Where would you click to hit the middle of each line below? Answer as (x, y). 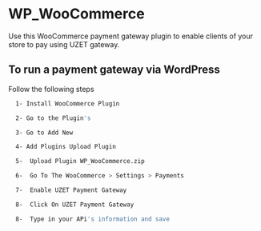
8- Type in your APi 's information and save (93, 219)
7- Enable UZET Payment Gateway (71, 190)
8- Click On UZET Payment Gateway (75, 205)
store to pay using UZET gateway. (64, 44)
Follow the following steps (51, 89)
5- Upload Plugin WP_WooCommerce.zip (80, 161)
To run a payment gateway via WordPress (114, 70)
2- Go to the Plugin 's (53, 118)
